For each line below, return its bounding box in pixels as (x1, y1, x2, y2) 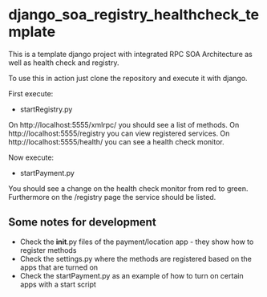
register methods (19, 245, 77, 254)
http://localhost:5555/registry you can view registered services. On (8, 128, 230, 138)
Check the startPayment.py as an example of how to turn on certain (19, 271, 244, 280)
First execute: (8, 88, 54, 98)
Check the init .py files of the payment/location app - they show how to (19, 237, 254, 246)
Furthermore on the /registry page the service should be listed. (8, 192, 216, 201)
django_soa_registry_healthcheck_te (8, 6, 259, 24)
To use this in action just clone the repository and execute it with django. (8, 73, 248, 83)
